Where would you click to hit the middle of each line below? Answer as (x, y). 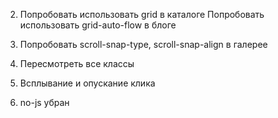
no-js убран (44, 102)
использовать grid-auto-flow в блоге (98, 25)
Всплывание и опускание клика (87, 83)
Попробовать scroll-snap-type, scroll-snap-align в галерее (143, 44)
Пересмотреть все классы (77, 63)
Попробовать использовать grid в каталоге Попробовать (142, 14)
